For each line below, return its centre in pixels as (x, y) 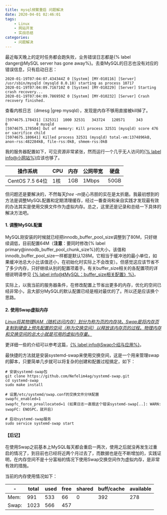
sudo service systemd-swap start (40, 423)
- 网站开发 (24, 28)
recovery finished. (25, 101)
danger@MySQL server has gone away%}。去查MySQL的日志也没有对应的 (82, 63)
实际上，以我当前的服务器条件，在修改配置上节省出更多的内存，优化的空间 (81, 285)
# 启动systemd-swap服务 (28, 419)
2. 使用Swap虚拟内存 (27, 309)
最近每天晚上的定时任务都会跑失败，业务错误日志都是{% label (68, 57)
